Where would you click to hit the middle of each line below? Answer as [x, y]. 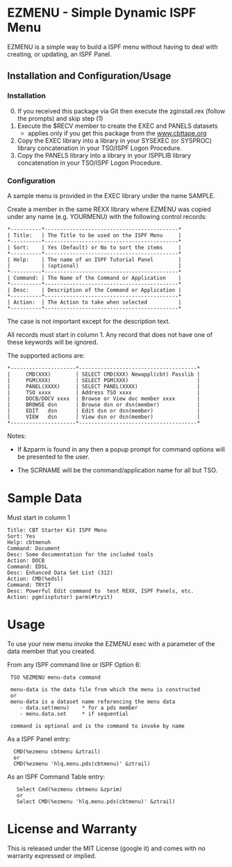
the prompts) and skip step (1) [60, 118]
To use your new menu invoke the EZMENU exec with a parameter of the [111, 643]
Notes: [17, 436]
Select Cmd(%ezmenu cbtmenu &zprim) [69, 789]
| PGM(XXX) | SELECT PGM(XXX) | [103, 380]
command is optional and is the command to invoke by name [98, 726]
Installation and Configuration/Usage [89, 76]
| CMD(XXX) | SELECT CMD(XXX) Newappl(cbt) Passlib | [103, 374]
